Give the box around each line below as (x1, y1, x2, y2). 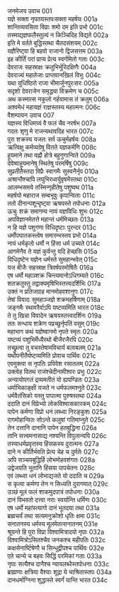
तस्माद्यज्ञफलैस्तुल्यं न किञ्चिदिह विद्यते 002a (7, 31, 108, 39)
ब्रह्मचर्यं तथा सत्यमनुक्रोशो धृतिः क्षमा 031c (7, 511, 101, 520)
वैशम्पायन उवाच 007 (7, 111, 55, 119)
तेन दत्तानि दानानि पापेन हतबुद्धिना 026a (7, 424, 97, 432)
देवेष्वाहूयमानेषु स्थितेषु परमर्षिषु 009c (7, 159, 89, 167)
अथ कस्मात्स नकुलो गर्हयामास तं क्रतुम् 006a (7, 95, 109, 103)
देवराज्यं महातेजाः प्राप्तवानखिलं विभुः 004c (7, 71, 101, 79)
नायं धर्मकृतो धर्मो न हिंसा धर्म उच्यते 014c (7, 239, 101, 247)
